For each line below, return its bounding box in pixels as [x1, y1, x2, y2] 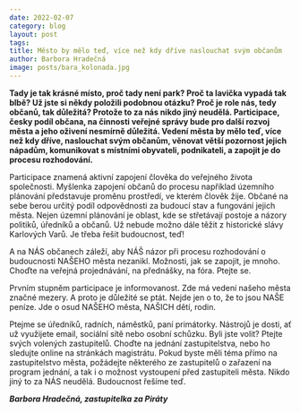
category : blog [9, 22, 66, 30]
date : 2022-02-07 [9, 13, 74, 22]
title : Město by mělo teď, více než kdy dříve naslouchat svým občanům [9, 47, 282, 56]
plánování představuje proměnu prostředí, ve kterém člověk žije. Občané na [9, 190, 288, 202]
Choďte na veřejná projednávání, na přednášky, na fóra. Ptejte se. [9, 265, 252, 276]
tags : [9, 38, 30, 47]
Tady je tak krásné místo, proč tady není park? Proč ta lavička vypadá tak [9, 87, 287, 99]
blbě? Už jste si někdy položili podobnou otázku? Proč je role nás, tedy [9, 97, 277, 108]
